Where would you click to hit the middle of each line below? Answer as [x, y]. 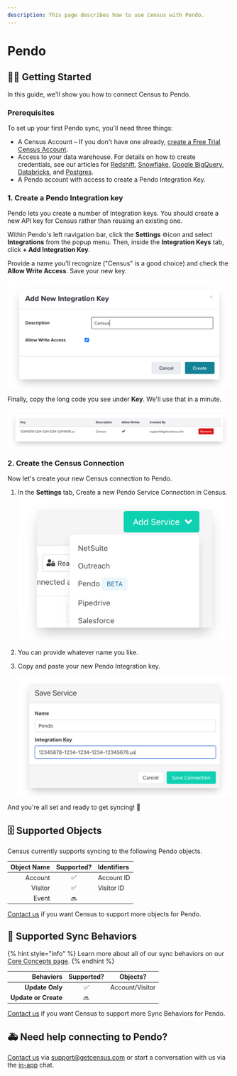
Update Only [43, 987]
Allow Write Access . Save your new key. [67, 271]
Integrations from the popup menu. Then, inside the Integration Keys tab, [116, 242]
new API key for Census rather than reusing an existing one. [95, 221]
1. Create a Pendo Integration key [65, 197]
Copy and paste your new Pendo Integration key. [89, 666]
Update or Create [36, 998]
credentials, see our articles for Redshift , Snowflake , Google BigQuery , [121, 164]
